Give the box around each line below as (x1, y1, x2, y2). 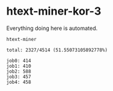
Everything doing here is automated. (6, 24, 98, 32)
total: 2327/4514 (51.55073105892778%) (6, 47, 108, 53)
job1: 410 (6, 63, 32, 69)
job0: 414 (6, 57, 32, 64)
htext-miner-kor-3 (6, 4, 101, 18)
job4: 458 (6, 79, 32, 85)
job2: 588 (6, 68, 32, 75)
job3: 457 (6, 73, 32, 80)
